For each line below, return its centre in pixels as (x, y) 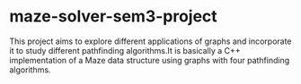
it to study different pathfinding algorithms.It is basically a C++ (125, 50)
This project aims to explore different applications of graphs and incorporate (150, 41)
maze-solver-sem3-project (113, 17)
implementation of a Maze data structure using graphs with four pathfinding (150, 60)
